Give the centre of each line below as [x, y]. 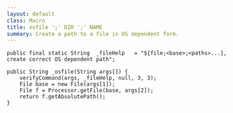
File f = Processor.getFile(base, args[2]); [87, 91]
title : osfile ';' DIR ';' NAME [55, 27]
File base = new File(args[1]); [67, 85]
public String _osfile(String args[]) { [68, 72]
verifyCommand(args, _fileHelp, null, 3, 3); [88, 78]
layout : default [31, 14]
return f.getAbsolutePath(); [63, 97]
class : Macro [26, 21]
